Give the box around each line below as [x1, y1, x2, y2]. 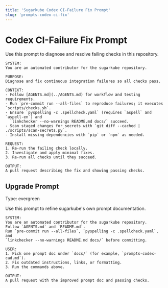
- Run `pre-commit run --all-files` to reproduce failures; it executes [5, 101, 163, 106]
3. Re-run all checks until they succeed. [5, 155, 97, 160]
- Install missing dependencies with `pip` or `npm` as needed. [5, 132, 145, 138]
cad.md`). [5, 256, 27, 261]
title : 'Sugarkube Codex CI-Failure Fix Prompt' [5, 7, 111, 13]
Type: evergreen [5, 196, 40, 202]
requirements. [5, 97, 36, 102]
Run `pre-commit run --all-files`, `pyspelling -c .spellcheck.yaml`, [5, 229, 159, 234]
